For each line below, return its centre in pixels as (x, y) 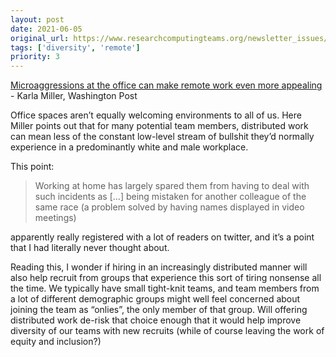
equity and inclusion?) (56, 342)
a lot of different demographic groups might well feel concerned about (155, 299)
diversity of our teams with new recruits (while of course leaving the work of (167, 331)
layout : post (37, 19)
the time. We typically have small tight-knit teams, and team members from (165, 288)
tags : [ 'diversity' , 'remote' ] (75, 47)
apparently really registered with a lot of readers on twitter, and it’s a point (162, 237)
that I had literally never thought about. (90, 248)
